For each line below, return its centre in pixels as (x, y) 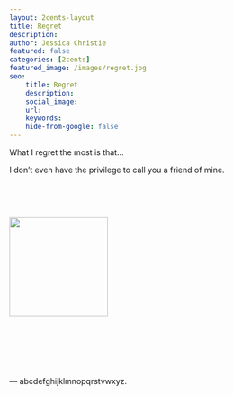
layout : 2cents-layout (52, 18)
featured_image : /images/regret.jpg (78, 69)
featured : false (40, 51)
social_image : (52, 101)
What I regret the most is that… (67, 152)
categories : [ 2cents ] (50, 60)
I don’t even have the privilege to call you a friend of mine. (117, 170)
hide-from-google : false (72, 127)
